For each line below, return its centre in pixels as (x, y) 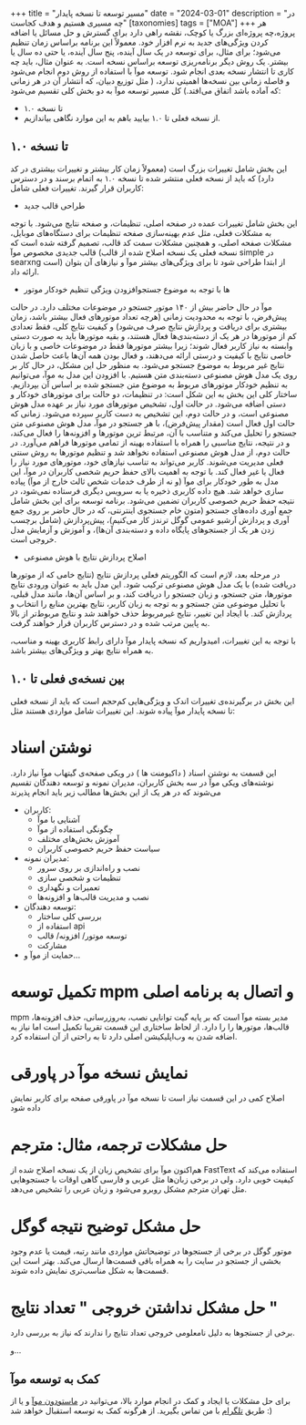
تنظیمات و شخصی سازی (79, 877)
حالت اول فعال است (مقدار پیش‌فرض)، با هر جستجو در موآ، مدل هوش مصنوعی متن (153, 423)
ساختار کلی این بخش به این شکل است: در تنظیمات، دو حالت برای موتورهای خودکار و (154, 394)
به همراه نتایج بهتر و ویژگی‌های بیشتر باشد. (82, 650)
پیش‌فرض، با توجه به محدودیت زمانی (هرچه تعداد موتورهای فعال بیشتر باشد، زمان (149, 316)
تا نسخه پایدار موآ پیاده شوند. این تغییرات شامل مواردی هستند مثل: (123, 711)
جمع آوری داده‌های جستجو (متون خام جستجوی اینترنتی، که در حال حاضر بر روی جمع (152, 510)
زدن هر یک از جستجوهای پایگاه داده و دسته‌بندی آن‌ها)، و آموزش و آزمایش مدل (143, 529)
